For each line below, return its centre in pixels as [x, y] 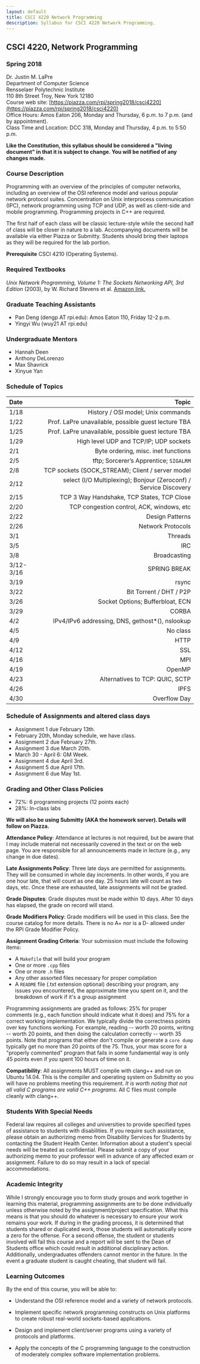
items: [14, 947]
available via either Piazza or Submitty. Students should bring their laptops [97, 236]
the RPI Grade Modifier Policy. [43, 930]
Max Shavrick [32, 365]
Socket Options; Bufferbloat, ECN [144, 601]
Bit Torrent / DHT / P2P [159, 592]
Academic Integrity [35, 1184]
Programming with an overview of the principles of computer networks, [94, 187]
